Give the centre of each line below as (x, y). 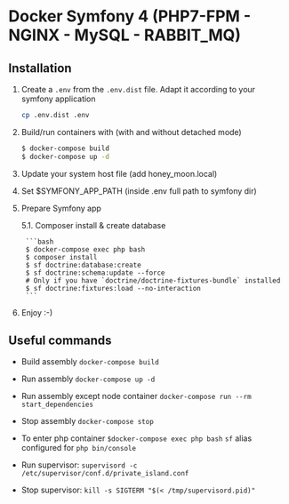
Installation (40, 68)
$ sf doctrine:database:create (83, 265)
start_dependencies (57, 405)
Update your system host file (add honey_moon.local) (119, 173)
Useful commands (60, 341)
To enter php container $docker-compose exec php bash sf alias (136, 438)
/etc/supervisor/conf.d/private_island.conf (105, 474)
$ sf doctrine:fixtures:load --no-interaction (113, 288)
